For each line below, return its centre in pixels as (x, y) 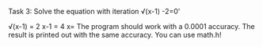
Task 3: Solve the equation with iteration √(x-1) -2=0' (94, 11)
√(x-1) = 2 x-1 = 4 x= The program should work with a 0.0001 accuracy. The (131, 26)
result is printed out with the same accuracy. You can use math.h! (115, 35)
